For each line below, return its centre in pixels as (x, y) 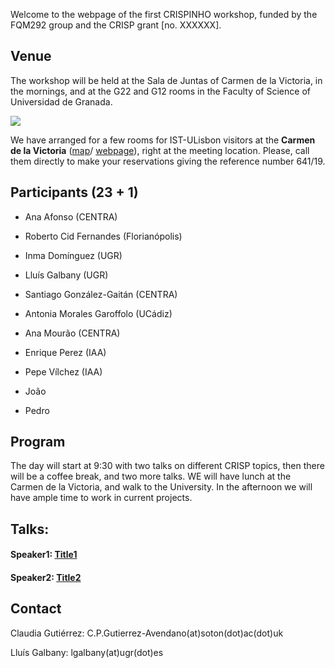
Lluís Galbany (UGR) (66, 275)
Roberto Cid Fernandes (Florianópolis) (103, 236)
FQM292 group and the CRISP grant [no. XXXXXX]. (116, 25)
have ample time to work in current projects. (101, 498)
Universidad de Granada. (61, 101)
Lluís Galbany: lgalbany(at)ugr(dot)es (87, 652)
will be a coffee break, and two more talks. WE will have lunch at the (151, 476)
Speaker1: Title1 (44, 555)
